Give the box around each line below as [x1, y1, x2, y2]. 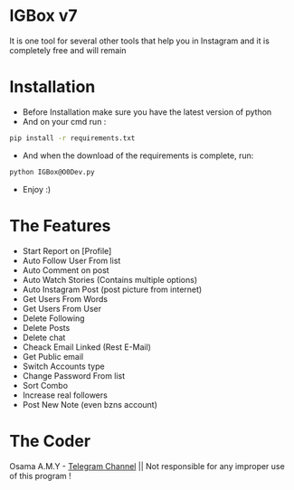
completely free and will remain [9, 44, 127, 55]
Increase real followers [22, 390, 109, 400]
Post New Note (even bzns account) [22, 399, 158, 410]
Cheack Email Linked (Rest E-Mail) [22, 341, 152, 353]
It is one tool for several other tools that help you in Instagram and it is [9, 35, 270, 46]
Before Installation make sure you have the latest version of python [22, 106, 272, 118]
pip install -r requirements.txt [9, 133, 136, 143]
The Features [9, 215, 111, 236]
